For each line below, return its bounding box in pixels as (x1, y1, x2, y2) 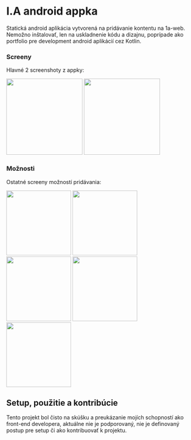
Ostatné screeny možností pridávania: (6, 178, 102, 185)
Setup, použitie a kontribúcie (6, 397, 119, 408)
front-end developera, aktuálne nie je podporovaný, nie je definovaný (6, 420, 179, 428)
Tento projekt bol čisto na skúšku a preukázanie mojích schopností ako (6, 414, 184, 421)
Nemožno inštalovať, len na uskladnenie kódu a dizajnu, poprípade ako (6, 30, 184, 38)
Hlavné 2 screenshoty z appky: (6, 66, 85, 74)
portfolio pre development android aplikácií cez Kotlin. (6, 37, 142, 44)
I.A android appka (6, 4, 98, 18)
